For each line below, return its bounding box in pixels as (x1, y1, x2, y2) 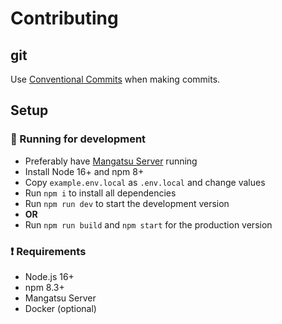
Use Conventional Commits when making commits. (10, 73, 221, 85)
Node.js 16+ (24, 270, 75, 282)
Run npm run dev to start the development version (24, 197, 230, 209)
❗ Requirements (10, 244, 87, 258)
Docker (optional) (24, 302, 97, 314)
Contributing (10, 7, 119, 30)
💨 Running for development (10, 132, 147, 146)
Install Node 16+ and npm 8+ (24, 165, 145, 177)
